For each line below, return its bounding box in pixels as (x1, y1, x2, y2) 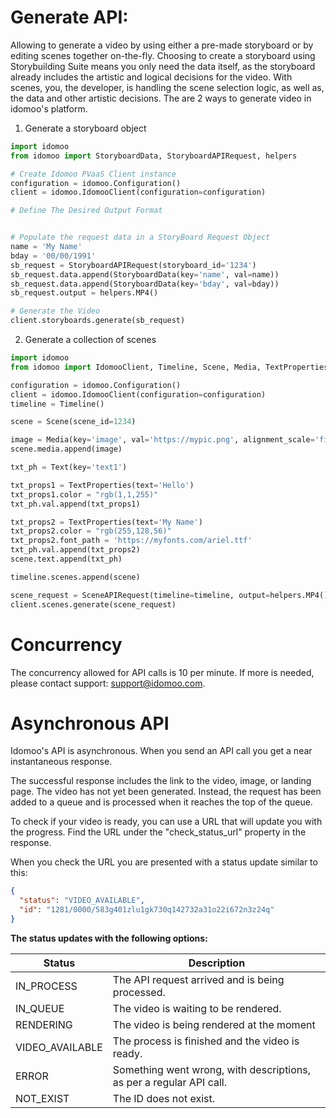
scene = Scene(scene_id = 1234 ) (10, 417, 137, 427)
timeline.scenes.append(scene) (10, 572, 141, 582)
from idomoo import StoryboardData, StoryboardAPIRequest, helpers (10, 151, 298, 161)
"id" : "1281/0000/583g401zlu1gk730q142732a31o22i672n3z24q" (19, 905, 275, 915)
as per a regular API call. (112, 1075, 228, 1089)
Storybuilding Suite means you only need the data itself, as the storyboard (10, 60, 316, 72)
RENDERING (15, 1017, 73, 1031)
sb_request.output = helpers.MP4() (10, 288, 159, 298)
